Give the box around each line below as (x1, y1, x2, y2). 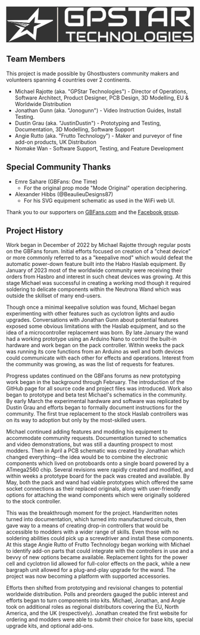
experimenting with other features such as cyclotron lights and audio (6, 310, 175, 317)
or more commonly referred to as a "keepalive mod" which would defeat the (6, 254, 193, 261)
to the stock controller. (6, 498, 61, 505)
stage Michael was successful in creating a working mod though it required (6, 280, 191, 287)
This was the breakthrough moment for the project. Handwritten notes (6, 509, 179, 516)
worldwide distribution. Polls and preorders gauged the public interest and (6, 591, 189, 598)
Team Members (6, 54, 65, 64)
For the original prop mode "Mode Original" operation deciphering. (23, 184, 187, 191)
